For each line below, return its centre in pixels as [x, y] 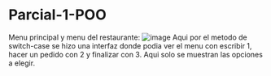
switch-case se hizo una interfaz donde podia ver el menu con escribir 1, [130, 45]
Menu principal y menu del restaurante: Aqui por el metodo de [128, 37]
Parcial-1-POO [58, 15]
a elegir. [22, 63]
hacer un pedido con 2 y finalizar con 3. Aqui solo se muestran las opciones [135, 54]
